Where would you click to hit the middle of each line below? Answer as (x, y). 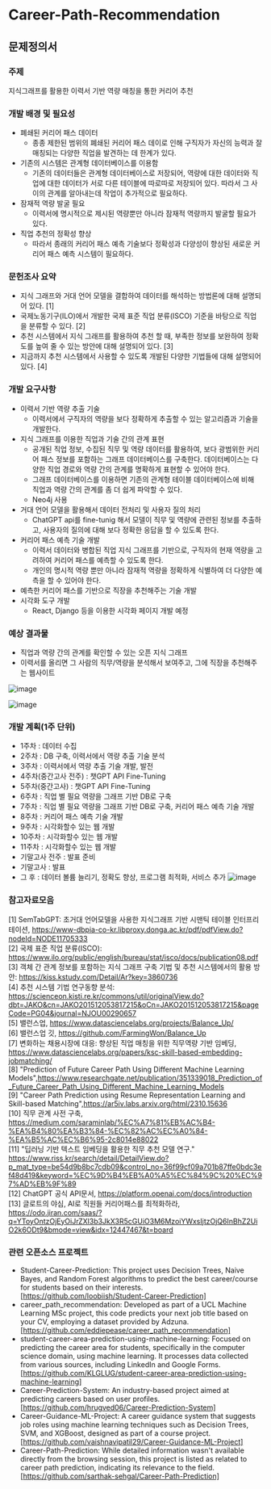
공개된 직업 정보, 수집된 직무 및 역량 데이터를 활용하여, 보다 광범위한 (138, 449)
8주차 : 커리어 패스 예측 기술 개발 (71, 816)
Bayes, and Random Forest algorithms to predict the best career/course (139, 1278)
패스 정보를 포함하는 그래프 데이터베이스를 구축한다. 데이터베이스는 (145, 459)
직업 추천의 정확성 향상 (56, 234)
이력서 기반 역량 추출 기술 (60, 409)
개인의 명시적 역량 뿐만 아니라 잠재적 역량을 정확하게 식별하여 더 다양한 (143, 570)
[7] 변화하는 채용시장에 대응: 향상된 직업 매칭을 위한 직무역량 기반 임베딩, (122, 1042)
